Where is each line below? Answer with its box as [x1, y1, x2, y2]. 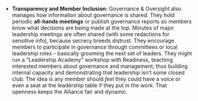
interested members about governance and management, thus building [11, 63, 188, 70]
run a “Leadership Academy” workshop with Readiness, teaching [11, 57, 173, 63]
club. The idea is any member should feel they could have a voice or [11, 75, 181, 82]
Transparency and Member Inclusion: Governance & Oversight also [11, 5, 182, 12]
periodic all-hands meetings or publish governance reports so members [11, 18, 192, 25]
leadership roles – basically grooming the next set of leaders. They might [11, 50, 193, 57]
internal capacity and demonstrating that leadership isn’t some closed [11, 69, 185, 76]
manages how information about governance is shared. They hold [11, 11, 175, 19]
